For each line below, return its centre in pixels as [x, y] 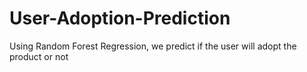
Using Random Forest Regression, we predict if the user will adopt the [153, 46]
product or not [39, 56]
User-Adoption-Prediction [120, 18]
